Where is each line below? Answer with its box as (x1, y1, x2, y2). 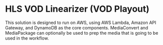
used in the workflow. (5, 35, 49, 41)
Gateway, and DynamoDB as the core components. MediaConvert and (5, 24, 149, 30)
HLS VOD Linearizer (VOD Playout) (5, 3, 150, 15)
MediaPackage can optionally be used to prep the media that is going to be (5, 30, 159, 36)
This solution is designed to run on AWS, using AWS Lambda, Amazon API (5, 20, 157, 25)
